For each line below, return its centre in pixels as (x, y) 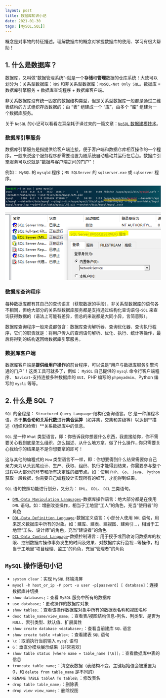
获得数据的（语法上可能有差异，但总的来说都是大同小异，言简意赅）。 (80, 316)
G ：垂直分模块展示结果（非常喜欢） (48, 647)
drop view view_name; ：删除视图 (45, 690)
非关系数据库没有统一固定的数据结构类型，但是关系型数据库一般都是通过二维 (83, 101)
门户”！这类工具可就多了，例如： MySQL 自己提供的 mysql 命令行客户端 (84, 371)
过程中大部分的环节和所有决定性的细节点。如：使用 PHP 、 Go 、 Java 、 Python (83, 472)
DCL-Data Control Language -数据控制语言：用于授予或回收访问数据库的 (84, 536)
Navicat (23, 378)
